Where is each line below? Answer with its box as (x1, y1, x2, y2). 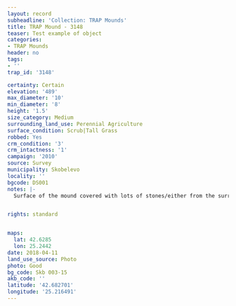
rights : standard (7, 211, 58, 218)
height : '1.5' (7, 108, 49, 115)
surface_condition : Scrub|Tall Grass (7, 127, 118, 134)
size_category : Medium (7, 114, 74, 121)
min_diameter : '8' (7, 101, 61, 109)
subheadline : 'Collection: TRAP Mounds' (7, 17, 128, 24)
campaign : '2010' (7, 153, 58, 160)
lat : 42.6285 (13, 236, 52, 244)
